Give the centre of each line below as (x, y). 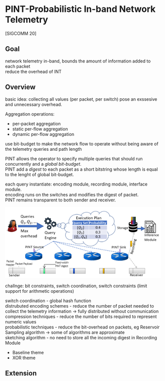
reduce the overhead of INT (33, 71)
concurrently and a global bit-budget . (43, 164)
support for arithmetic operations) (40, 291)
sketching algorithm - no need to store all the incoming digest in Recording (81, 338)
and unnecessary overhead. (34, 104)
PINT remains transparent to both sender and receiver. (61, 200)
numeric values (21, 322)
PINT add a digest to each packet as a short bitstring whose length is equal (82, 169)
